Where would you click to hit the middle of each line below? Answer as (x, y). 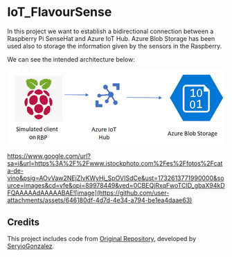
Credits (24, 222)
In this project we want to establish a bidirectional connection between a (110, 31)
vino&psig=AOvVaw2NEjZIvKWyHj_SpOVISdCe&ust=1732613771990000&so (116, 178)
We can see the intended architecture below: (71, 59)
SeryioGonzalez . (31, 246)
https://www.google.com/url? (49, 156)
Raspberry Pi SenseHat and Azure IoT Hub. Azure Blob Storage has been (111, 38)
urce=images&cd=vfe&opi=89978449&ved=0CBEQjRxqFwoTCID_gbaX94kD (116, 186)
